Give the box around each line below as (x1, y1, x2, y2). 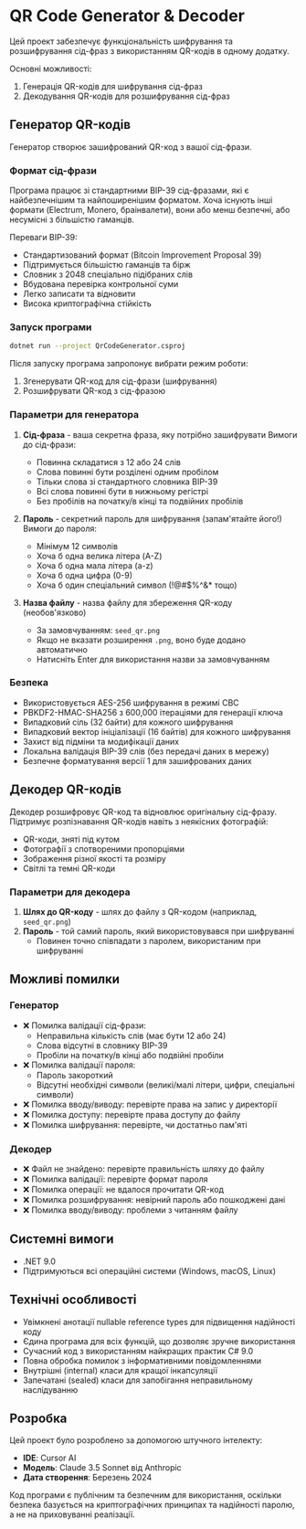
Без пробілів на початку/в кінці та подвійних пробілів (36, 495, 244, 506)
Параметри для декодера (9, 886, 131, 898)
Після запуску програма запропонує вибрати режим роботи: (9, 358, 248, 369)
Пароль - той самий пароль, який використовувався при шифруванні (22, 925, 295, 937)
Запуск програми (9, 321, 92, 334)
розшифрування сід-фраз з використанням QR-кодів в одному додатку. (9, 45, 290, 56)
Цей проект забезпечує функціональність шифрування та (9, 36, 233, 47)
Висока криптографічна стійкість (22, 298, 153, 309)
